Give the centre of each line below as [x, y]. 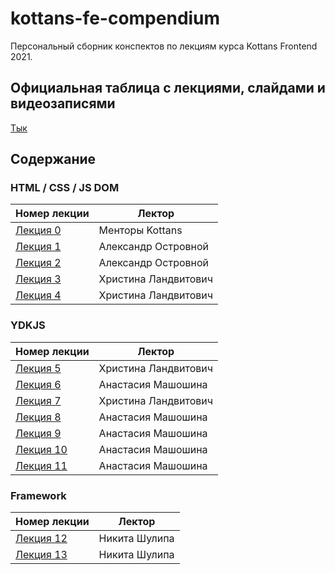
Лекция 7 [38, 400]
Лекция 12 [41, 539]
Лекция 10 [41, 449]
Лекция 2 [38, 263]
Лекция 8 [38, 417]
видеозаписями [63, 103]
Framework [38, 495]
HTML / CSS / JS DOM [65, 188]
